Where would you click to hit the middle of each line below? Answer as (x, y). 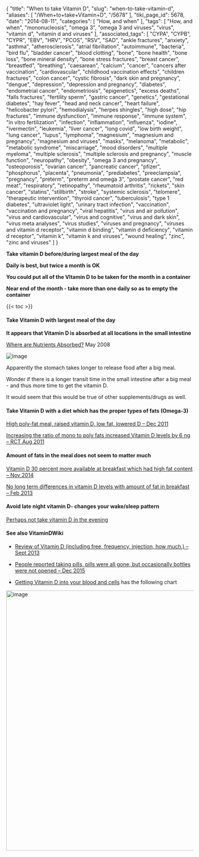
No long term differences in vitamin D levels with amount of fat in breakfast (98, 486)
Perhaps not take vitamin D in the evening (57, 519)
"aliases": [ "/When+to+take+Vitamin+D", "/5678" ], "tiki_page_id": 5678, (96, 15)
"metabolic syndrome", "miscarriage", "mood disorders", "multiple (87, 147)
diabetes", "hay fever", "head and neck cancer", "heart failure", (83, 103)
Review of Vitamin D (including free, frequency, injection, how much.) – (102, 547)
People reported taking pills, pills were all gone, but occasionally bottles (102, 564)
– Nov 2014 (20, 475)
